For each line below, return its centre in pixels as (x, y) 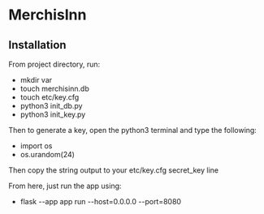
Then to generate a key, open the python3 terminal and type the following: (133, 130)
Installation (37, 45)
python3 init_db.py (51, 106)
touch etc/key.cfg (50, 97)
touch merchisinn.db (54, 88)
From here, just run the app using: (65, 186)
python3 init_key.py (53, 114)
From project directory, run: (54, 64)
